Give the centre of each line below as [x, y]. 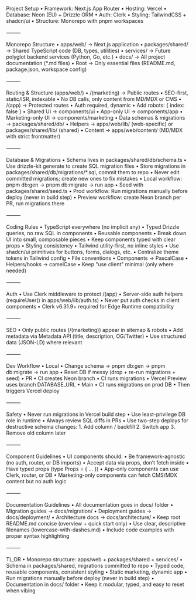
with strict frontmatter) [33, 136]
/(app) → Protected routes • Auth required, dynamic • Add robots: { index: [95, 105]
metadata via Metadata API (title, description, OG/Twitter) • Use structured [96, 336]
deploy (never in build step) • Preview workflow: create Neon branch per [94, 197]
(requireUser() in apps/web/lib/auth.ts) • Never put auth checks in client [93, 300]
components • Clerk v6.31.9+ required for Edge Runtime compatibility [90, 306]
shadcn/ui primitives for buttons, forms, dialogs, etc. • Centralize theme [92, 252]
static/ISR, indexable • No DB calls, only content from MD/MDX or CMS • [94, 99]
